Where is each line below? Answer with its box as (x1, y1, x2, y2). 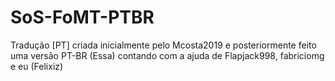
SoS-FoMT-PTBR (10, 6, 155, 29)
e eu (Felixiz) (10, 60, 64, 72)
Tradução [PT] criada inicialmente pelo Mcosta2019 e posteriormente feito (10, 39, 317, 51)
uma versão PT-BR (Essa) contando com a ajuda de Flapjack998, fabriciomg (10, 49, 325, 61)
